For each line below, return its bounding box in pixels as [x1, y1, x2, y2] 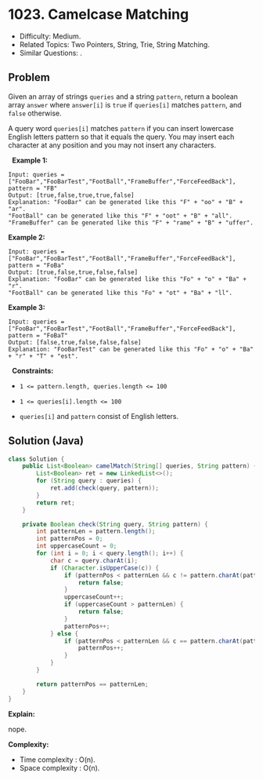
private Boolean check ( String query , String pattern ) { [22, 520, 209, 528]
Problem [8, 71, 51, 84]
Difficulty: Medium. [19, 31, 81, 41]
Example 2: [8, 232, 45, 242]
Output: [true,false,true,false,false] [8, 268, 139, 276]
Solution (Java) [8, 434, 85, 448]
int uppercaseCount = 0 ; [36, 542, 117, 550]
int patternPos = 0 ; [36, 535, 103, 543]
